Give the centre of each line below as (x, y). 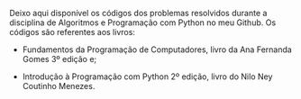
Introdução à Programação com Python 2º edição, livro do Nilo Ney (147, 76)
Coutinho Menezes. (59, 86)
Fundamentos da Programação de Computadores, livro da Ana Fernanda (157, 49)
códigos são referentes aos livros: (72, 32)
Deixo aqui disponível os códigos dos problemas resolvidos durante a (138, 13)
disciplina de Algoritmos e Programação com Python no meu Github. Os (143, 22)
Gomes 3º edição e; (59, 59)
